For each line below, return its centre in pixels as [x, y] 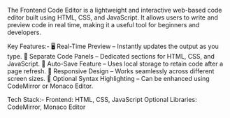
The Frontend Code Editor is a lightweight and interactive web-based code [115, 10]
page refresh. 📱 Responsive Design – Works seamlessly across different [111, 71]
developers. [24, 32]
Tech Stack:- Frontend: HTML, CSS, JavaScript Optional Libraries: [102, 99]
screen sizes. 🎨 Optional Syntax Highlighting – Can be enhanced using [108, 79]
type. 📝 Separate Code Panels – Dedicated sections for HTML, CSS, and [111, 56]
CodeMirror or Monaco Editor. [50, 86]
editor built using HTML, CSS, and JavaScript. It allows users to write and [113, 17]
